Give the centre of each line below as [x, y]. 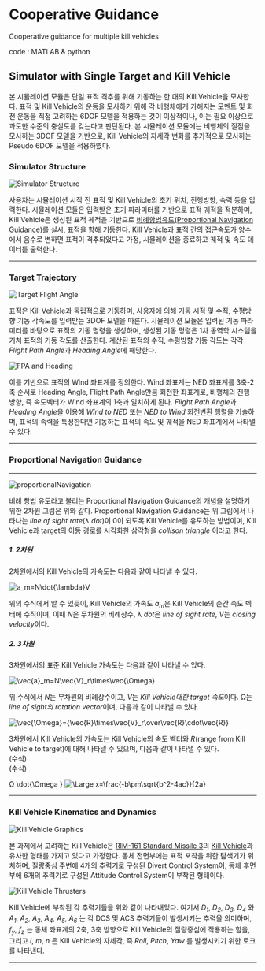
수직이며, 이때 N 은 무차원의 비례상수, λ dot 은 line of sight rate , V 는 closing [140, 614]
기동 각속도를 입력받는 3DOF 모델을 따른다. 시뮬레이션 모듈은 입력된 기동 [128, 321]
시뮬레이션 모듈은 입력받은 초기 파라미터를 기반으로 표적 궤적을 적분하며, [142, 210]
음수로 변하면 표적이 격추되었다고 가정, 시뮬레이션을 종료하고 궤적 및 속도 [134, 240]
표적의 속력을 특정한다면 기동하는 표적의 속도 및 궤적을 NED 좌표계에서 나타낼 [138, 422]
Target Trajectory [43, 277]
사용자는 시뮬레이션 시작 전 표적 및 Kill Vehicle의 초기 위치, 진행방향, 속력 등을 [128, 200]
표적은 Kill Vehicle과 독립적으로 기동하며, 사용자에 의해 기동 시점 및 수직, [120, 311]
